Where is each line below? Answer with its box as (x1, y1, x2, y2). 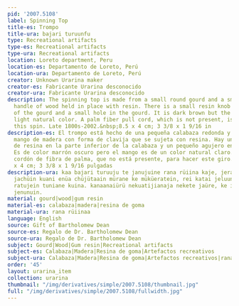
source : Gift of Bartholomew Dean (7, 222, 110, 229)
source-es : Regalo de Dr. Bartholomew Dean (7, 228, 139, 235)
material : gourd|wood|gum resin (7, 195, 103, 202)
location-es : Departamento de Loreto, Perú (7, 63, 139, 70)
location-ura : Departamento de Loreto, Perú (7, 70, 142, 77)
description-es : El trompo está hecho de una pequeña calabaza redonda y (7, 129, 231, 136)
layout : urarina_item (7, 268, 72, 275)
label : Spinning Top (7, 17, 69, 24)
